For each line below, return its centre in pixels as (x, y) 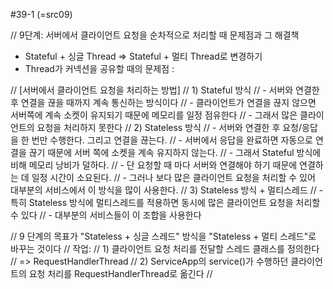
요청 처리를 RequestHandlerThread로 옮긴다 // (120, 273)
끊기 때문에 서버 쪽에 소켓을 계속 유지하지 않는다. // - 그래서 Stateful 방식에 (175, 152)
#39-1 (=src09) (41, 14)
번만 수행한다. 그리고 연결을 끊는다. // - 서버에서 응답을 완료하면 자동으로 (172, 140)
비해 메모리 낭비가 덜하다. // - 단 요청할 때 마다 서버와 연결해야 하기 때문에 (154, 165)
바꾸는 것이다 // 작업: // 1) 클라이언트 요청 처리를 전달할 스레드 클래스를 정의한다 (165, 248)
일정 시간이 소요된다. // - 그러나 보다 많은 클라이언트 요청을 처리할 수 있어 (173, 177)
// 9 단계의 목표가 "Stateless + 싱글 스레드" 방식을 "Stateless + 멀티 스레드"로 (163, 236)
